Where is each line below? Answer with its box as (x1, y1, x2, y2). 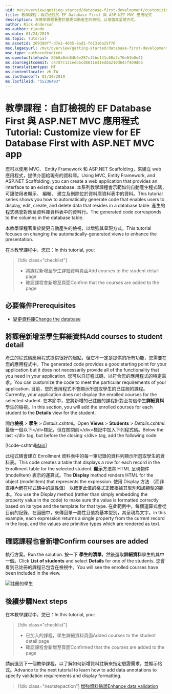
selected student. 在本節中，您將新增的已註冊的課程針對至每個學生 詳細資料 (5, 398, 165, 404)
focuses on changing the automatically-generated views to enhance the (5, 231, 157, 237)
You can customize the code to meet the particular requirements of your (14, 379, 166, 385)
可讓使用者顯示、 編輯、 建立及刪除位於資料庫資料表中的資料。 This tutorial (5, 190, 163, 197)
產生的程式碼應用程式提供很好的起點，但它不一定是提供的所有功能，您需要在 (5, 355, 167, 361)
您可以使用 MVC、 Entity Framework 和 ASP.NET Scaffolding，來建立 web (5, 166, 162, 172)
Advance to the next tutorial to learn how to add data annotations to (14, 666, 157, 673)
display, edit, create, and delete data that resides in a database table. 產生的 (5, 202, 165, 208)
